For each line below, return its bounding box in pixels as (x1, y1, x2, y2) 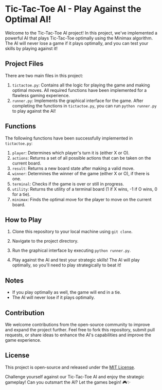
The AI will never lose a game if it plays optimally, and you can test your (5, 40, 148, 46)
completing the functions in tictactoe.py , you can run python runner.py (12, 103, 157, 108)
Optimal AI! (5, 14, 52, 25)
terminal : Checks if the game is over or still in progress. (12, 181, 124, 186)
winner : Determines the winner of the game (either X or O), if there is (12, 170, 150, 176)
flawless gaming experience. (12, 92, 70, 98)
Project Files (5, 60, 44, 68)
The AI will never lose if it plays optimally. (12, 294, 95, 301)
